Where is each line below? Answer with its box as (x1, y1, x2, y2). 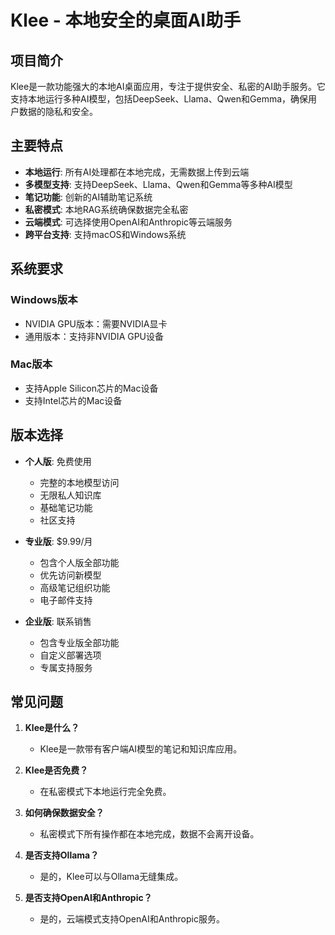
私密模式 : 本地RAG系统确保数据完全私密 (24, 203, 189, 215)
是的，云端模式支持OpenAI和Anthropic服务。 (39, 913, 225, 925)
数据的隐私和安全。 (18, 106, 98, 117)
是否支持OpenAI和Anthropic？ (24, 892, 153, 904)
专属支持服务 (39, 661, 93, 673)
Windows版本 (10, 293, 78, 307)
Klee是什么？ (24, 722, 80, 734)
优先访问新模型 (39, 569, 102, 581)
